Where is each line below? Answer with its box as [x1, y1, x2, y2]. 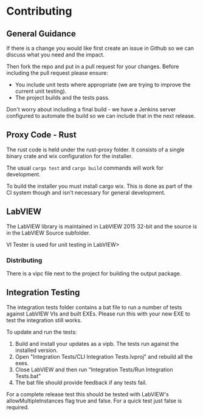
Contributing [6, 4, 72, 18]
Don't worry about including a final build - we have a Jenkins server [6, 106, 176, 113]
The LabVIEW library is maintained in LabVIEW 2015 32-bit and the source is [6, 222, 198, 230]
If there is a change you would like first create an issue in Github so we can [6, 44, 194, 52]
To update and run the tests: [6, 328, 77, 336]
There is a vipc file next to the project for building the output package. [6, 269, 182, 277]
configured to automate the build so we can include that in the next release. [6, 112, 196, 119]
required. [6, 403, 29, 411]
